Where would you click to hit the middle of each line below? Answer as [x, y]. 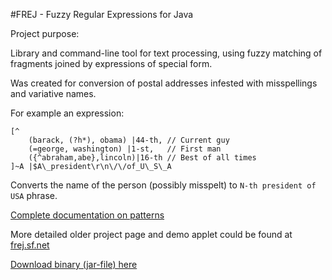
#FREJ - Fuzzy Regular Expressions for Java [102, 14]
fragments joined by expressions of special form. [111, 63]
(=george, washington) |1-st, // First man [125, 149]
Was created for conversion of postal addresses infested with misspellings [164, 83]
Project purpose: [45, 33]
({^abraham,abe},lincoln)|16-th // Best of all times [142, 158]
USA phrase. [34, 195]
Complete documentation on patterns [87, 215]
